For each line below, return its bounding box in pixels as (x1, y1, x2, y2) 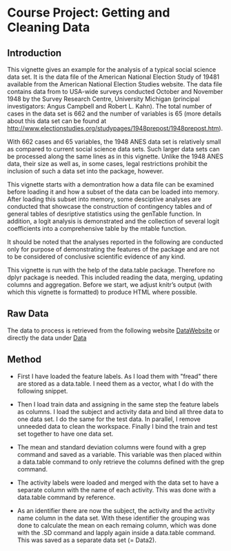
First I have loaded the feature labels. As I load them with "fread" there (17, 372, 218, 380)
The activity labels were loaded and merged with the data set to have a (17, 478, 219, 487)
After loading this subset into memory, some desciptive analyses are (7, 195, 201, 203)
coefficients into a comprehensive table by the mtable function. (7, 225, 188, 232)
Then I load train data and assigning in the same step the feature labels (17, 400, 219, 409)
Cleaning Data (7, 19, 90, 35)
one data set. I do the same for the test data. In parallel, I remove (17, 415, 201, 423)
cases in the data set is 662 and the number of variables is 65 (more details (7, 109, 222, 118)
